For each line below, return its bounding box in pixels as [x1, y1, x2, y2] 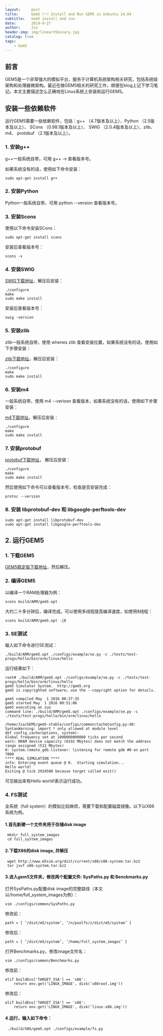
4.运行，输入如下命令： [5, 1015, 52, 1021]
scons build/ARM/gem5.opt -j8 [5, 618, 67, 623]
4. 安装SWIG [5, 266, 35, 273]
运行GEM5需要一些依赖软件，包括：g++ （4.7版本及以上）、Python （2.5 [5, 118, 151, 124]
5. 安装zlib [5, 327, 30, 334]
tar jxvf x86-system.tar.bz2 [7, 863, 67, 868]
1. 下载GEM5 [5, 552, 35, 559]
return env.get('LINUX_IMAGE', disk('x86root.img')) [14, 981, 123, 986]
